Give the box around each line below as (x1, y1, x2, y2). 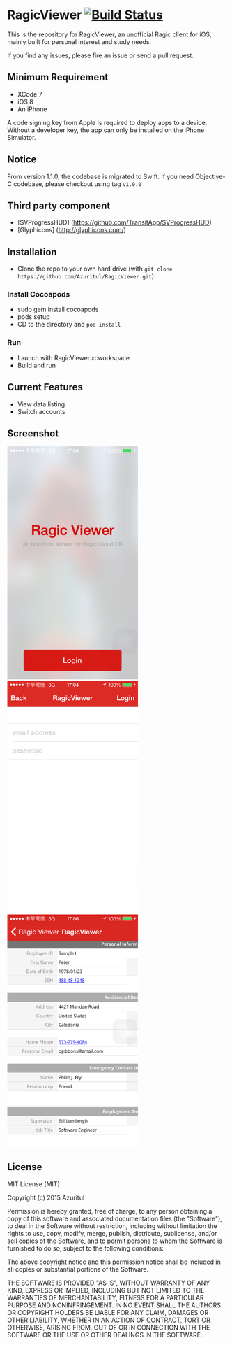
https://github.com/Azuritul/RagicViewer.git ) (17, 272, 155, 280)
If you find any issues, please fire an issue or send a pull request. (7, 51, 194, 59)
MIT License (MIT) (7, 1179, 61, 1188)
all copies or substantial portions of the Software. (7, 1265, 148, 1273)
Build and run (17, 361, 56, 369)
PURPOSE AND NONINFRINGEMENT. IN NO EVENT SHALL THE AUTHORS (7, 1301, 222, 1309)
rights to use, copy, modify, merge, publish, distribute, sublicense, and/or (7, 1229, 217, 1237)
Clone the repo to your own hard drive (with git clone (17, 264, 173, 273)
